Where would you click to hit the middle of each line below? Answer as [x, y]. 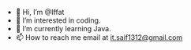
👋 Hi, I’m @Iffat [40, 12]
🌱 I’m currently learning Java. [64, 29]
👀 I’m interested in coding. [58, 20]
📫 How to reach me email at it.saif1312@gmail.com [99, 37]
